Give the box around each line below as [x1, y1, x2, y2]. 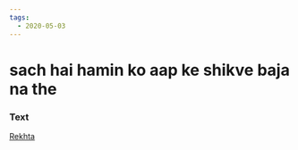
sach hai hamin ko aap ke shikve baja [9, 60, 291, 80]
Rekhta [9, 130, 36, 141]
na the [9, 79, 57, 99]
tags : [9, 12, 30, 22]
